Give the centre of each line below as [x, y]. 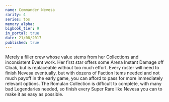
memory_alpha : [20, 24]
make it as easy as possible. [34, 94]
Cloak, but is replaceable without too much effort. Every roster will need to [82, 67]
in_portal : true [22, 33]
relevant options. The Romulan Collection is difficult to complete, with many [83, 83]
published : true [22, 43]
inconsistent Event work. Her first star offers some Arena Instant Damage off [84, 62]
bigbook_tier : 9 [22, 29]
